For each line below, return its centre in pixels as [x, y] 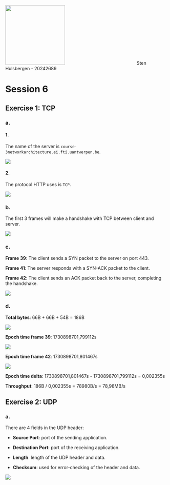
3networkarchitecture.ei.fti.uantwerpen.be [52, 152]
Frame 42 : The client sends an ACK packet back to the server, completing [83, 278]
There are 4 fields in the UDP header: [45, 428]
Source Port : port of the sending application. [60, 438]
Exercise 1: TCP [30, 108]
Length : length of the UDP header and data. [59, 458]
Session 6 [27, 89]
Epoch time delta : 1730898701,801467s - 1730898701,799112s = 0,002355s [85, 376]
